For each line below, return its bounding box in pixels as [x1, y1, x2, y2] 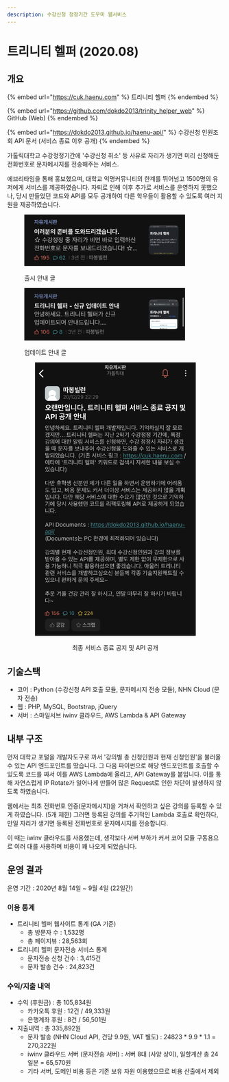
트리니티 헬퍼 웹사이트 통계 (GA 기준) [16, 919, 117, 928]
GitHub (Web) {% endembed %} [7, 113, 98, 122]
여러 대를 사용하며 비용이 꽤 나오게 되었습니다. [14, 842, 137, 850]
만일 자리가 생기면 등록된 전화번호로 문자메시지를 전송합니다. [7, 819, 169, 827]
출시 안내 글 [24, 274, 56, 282]
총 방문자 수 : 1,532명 [27, 928, 84, 936]
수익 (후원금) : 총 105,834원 [16, 998, 92, 1007]
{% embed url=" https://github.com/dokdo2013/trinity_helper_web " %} [7, 107, 205, 115]
